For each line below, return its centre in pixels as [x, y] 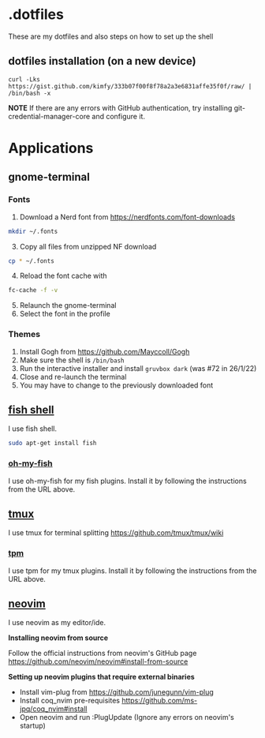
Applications [51, 148]
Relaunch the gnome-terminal [68, 305]
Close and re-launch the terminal [73, 376]
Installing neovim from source [58, 638]
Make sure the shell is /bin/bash [72, 360]
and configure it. [119, 116]
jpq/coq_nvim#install [53, 709]
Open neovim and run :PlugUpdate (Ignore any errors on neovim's [127, 717]
